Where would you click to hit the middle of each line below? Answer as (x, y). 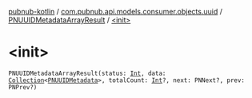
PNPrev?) (23, 87)
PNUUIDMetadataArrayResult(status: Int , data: (87, 73)
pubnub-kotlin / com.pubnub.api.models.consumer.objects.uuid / (115, 12)
